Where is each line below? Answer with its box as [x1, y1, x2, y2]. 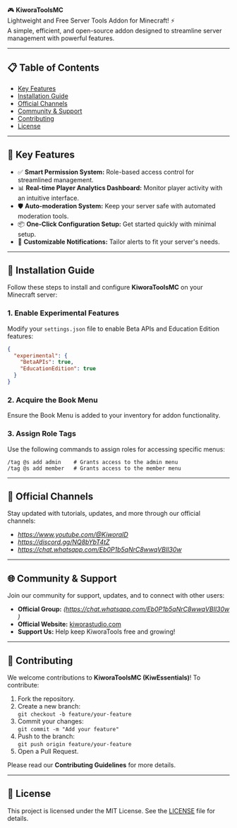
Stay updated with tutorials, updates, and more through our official [7, 509, 201, 518]
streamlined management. [17, 175, 94, 184]
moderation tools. [17, 211, 69, 220]
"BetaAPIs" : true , [20, 359, 74, 366]
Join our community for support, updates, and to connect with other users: [7, 591, 225, 600]
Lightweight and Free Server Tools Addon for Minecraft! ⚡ [7, 16, 175, 25]
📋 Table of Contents [7, 62, 100, 74]
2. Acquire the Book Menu [7, 395, 98, 405]
